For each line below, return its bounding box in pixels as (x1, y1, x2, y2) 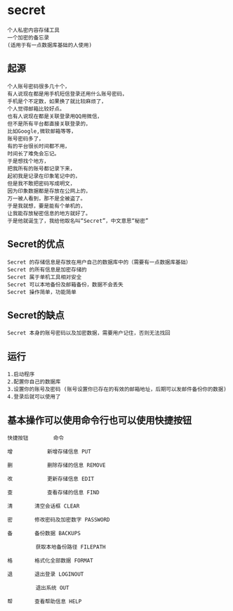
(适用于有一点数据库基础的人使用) (7, 41, 93, 49)
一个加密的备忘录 (7, 34, 50, 41)
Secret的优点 (7, 238, 65, 250)
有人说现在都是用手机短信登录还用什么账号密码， (7, 90, 128, 97)
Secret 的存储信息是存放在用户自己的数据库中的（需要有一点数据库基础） (7, 259, 192, 266)
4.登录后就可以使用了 (7, 393, 61, 401)
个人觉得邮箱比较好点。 (7, 105, 65, 112)
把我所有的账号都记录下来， (7, 165, 76, 172)
